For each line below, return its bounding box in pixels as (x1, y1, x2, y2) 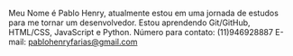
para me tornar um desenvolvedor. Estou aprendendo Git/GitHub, (8, 17, 251, 28)
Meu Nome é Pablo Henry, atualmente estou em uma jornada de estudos (8, 8, 279, 18)
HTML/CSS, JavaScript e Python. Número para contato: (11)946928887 (8, 27, 274, 37)
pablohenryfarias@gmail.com (27, 36, 138, 47)
